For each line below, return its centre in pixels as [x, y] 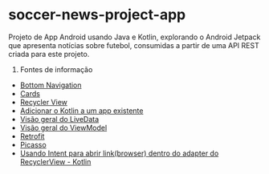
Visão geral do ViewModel [63, 127]
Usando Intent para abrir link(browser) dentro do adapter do [119, 153]
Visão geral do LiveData [59, 119]
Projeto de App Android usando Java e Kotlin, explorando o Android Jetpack [134, 37]
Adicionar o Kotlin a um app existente [82, 111]
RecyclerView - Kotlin [55, 161]
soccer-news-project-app [97, 15]
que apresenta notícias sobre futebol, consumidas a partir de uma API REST [134, 45]
